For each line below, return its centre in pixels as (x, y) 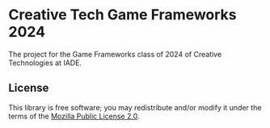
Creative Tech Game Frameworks (122, 15)
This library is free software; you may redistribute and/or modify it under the (135, 107)
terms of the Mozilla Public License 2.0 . (74, 116)
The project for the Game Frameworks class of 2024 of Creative (115, 54)
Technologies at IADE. (45, 63)
